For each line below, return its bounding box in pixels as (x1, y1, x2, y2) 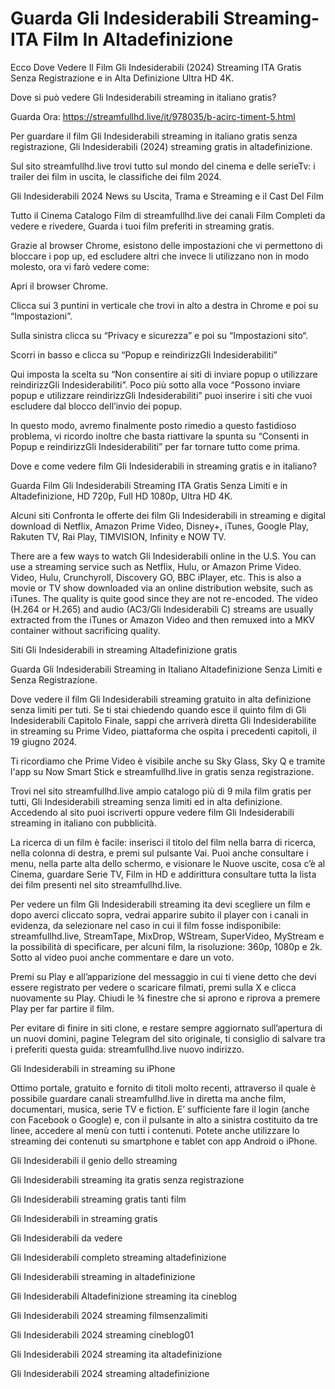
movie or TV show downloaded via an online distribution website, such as (10, 582, 314, 594)
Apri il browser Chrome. (10, 280, 109, 292)
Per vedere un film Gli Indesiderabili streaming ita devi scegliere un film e (10, 898, 311, 910)
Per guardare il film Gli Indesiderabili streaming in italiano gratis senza (10, 130, 298, 142)
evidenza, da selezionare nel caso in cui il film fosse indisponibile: (10, 919, 282, 931)
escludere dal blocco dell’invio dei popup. (10, 400, 183, 412)
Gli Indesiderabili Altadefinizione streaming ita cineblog (10, 1290, 238, 1302)
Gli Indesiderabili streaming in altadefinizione (10, 1270, 196, 1282)
